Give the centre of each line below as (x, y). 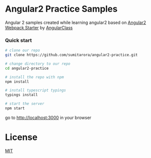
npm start (15, 108)
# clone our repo (23, 50)
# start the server (25, 104)
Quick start (19, 40)
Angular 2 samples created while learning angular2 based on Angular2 (76, 22)
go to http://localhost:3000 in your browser (48, 118)
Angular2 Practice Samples (61, 9)
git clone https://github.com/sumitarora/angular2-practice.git (71, 55)
